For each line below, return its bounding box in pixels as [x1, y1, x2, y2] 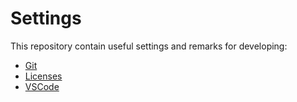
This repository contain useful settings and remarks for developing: [10, 40, 288, 52]
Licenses [24, 70, 63, 82]
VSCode [24, 80, 60, 92]
